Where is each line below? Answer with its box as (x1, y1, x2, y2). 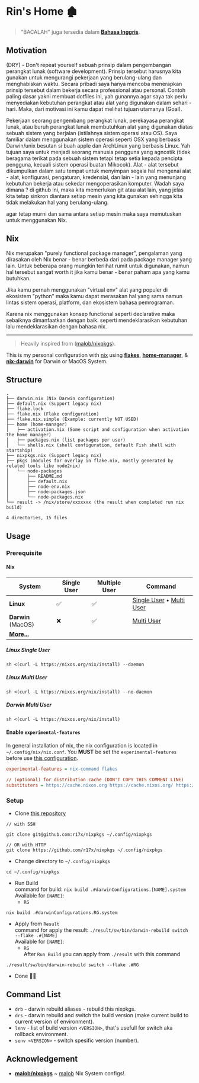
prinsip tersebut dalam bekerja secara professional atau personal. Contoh (6, 87, 186, 94)
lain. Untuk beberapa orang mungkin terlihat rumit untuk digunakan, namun (6, 262, 190, 269)
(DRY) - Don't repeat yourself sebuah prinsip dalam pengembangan (6, 61, 172, 68)
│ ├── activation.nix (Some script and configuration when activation (6, 427, 190, 433)
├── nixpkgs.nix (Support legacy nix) (6, 453, 102, 459)
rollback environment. (14, 1030, 68, 1037)
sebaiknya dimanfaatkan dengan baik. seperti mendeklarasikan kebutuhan (6, 317, 188, 324)
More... (9, 630, 30, 638)
